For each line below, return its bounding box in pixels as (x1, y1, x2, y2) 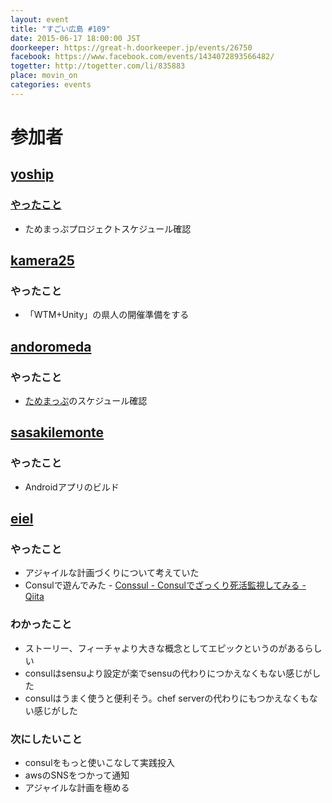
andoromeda (10, 338, 92, 355)
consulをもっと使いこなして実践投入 (24, 756, 176, 768)
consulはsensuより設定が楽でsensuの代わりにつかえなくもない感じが (24, 667, 313, 679)
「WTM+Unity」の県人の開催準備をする (24, 309, 190, 321)
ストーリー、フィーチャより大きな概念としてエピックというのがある (24, 642, 305, 654)
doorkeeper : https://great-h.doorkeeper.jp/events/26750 (10, 42, 253, 53)
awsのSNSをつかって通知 (24, 769, 130, 781)
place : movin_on (10, 71, 78, 81)
